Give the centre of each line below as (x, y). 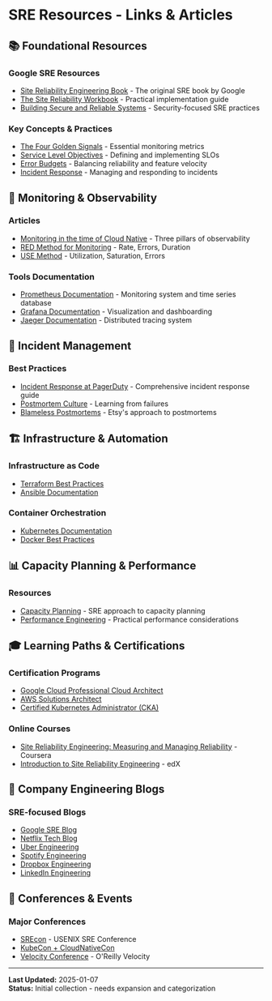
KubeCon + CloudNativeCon (67, 948)
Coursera (36, 755)
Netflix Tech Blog (49, 838)
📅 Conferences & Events (70, 898)
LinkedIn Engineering (55, 873)
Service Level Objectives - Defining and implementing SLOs (120, 155)
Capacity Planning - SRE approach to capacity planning (113, 610)
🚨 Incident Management (70, 346)
